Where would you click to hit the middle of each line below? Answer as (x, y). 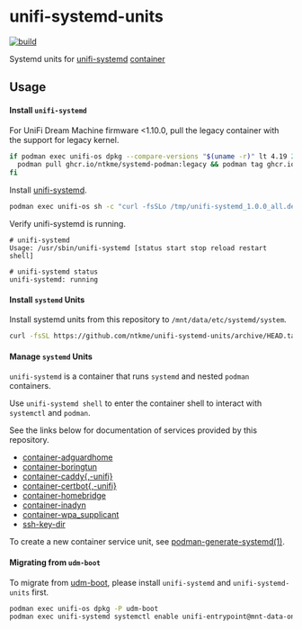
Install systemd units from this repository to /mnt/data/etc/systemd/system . (148, 319)
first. (40, 592)
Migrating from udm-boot (55, 562)
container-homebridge (64, 496)
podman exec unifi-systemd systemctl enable (94, 617)
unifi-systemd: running (54, 280)
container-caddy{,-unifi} (67, 477)
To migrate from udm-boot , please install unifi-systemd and (120, 582)
